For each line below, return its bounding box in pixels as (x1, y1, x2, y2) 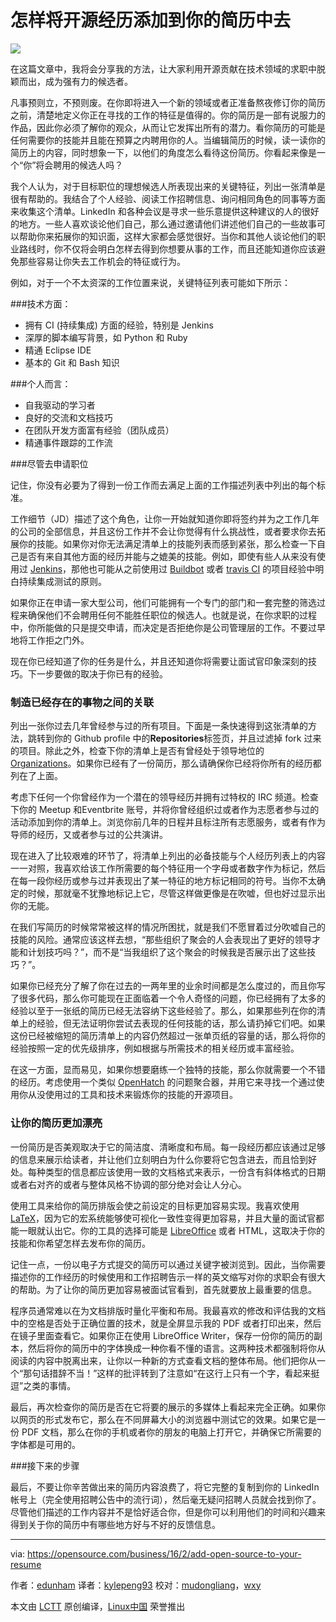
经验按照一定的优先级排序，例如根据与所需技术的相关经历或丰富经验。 (10, 1042, 300, 1055)
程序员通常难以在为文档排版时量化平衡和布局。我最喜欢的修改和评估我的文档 (10, 1304, 326, 1316)
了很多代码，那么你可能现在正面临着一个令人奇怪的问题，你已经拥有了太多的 (10, 992, 326, 1005)
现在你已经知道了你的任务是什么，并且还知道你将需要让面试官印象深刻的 (10, 655, 308, 667)
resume (10, 1558, 42, 1570)
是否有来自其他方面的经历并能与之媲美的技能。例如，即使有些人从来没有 (18, 550, 317, 562)
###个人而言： (10, 377, 72, 390)
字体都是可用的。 (10, 1438, 81, 1450)
